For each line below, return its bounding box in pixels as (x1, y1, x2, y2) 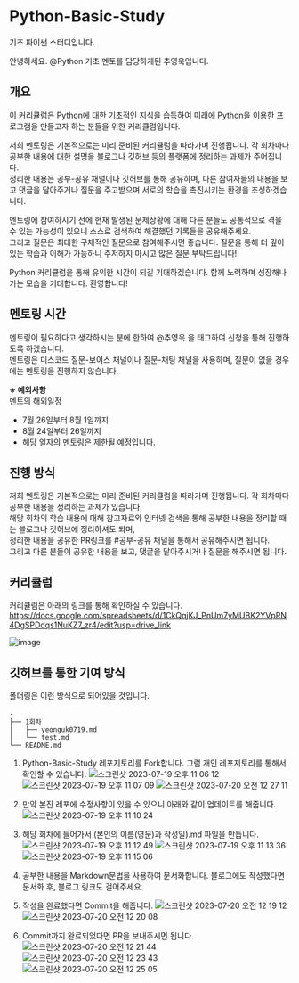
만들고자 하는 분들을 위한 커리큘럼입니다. (39, 120, 181, 131)
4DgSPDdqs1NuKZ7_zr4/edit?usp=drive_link (9, 619, 172, 630)
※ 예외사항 (9, 384, 47, 395)
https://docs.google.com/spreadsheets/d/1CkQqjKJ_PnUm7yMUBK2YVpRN (9, 610, 287, 621)
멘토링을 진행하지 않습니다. (25, 365, 119, 376)
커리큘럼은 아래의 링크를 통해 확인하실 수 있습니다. (9, 600, 183, 611)
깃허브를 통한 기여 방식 (9, 665, 126, 680)
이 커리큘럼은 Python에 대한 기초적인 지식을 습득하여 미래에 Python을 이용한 (9, 110, 275, 120)
